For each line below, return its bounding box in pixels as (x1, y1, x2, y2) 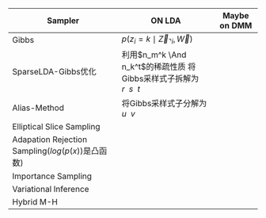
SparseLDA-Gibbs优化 (12, 67, 97, 78)
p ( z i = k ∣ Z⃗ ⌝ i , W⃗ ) (121, 33, 193, 46)
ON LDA (150, 15, 181, 26)
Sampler (47, 15, 80, 26)
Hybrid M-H (12, 197, 58, 208)
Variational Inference (12, 184, 89, 195)
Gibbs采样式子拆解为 (121, 73, 199, 84)
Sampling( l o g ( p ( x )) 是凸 (12, 146, 100, 157)
